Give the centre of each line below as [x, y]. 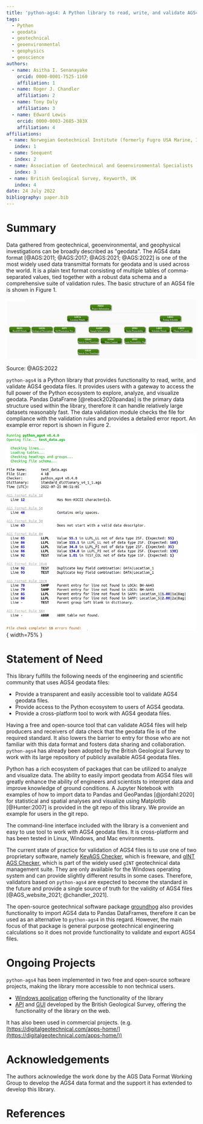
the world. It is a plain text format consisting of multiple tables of [86, 270]
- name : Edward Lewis [39, 115]
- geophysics [28, 51]
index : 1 [25, 147]
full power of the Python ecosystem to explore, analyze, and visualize [93, 393]
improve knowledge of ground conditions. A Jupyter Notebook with [90, 788]
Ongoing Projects [51, 963]
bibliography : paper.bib [37, 198]
